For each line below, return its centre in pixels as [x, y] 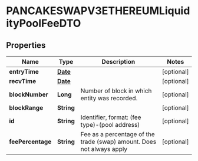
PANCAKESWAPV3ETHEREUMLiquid [98, 11]
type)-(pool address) [110, 125]
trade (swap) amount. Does [118, 142]
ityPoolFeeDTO [44, 23]
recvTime [23, 81]
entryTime [24, 72]
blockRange [26, 108]
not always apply [104, 149]
